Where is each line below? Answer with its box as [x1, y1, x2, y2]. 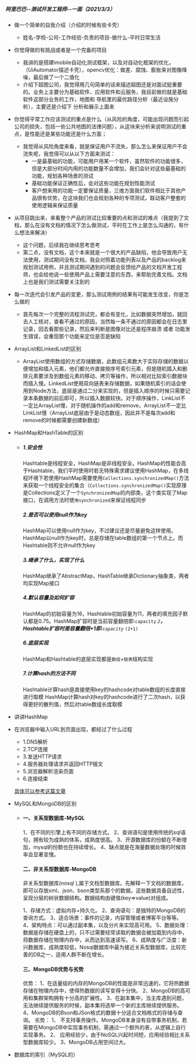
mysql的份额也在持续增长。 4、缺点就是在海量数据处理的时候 [33, 843, 181, 850]
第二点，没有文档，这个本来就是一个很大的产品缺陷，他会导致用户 [22, 248, 183, 256]
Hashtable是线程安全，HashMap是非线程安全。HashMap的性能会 [22, 459, 181, 466]
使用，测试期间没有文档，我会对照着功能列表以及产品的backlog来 [28, 256, 187, 263]
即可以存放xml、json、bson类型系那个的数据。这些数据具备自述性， [22, 887, 187, 894]
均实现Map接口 [22, 579, 60, 586]
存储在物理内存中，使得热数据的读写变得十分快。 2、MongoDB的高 [22, 987, 185, 995]
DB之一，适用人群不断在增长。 [33, 951, 107, 958]
